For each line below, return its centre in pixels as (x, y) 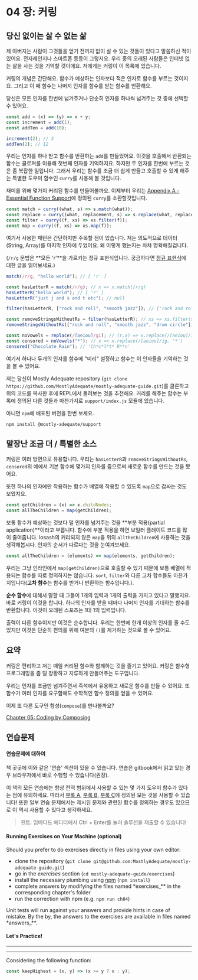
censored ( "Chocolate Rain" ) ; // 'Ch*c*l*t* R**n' (68, 346)
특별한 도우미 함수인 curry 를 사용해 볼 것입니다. (67, 178)
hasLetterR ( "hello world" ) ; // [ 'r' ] (55, 292)
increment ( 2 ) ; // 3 (30, 139)
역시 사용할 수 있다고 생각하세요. (55, 810)
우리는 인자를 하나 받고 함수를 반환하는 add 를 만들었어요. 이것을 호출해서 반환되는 (99, 156)
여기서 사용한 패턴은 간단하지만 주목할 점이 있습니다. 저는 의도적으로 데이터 (92, 237)
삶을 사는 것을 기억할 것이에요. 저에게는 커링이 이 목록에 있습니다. (87, 66)
